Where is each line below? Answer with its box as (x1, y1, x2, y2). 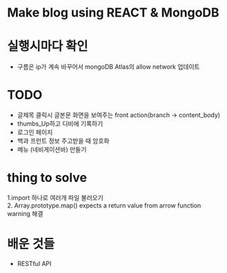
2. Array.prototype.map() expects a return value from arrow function (7, 201, 201, 210)
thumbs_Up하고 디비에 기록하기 (17, 119, 103, 128)
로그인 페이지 (17, 128, 53, 136)
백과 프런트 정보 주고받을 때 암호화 (17, 136, 110, 145)
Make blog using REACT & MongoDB (7, 5, 219, 21)
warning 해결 (7, 210, 43, 218)
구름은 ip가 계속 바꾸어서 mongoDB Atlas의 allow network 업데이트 (17, 63, 200, 71)
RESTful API (17, 259, 52, 267)
